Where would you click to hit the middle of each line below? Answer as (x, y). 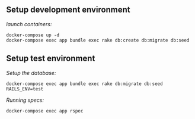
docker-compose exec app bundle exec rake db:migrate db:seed (84, 84)
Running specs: (25, 100)
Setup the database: (31, 73)
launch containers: (29, 24)
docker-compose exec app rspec (45, 111)
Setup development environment (68, 10)
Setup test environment (51, 59)
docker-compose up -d (33, 35)
